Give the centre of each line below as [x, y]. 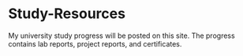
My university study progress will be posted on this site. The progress [121, 35]
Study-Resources [67, 14]
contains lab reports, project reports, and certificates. [95, 43]
